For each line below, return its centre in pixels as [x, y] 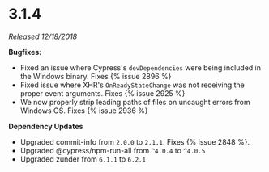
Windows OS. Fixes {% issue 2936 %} [84, 111]
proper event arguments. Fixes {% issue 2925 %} [102, 93]
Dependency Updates [46, 126]
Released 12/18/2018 [43, 36]
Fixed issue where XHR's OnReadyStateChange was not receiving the [132, 85]
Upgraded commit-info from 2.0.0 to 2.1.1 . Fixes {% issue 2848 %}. [134, 141]
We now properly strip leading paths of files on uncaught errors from [135, 102]
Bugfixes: [25, 52]
